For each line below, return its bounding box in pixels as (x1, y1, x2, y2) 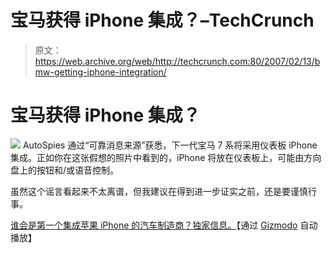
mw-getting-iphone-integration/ (34, 66, 167, 78)
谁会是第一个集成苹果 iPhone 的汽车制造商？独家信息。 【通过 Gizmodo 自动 (10, 219, 318, 231)
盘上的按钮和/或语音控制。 (10, 164, 120, 176)
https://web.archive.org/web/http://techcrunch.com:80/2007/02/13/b (34, 55, 321, 67)
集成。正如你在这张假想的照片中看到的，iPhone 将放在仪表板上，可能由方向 (10, 151, 322, 163)
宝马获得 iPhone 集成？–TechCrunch (10, 9, 315, 32)
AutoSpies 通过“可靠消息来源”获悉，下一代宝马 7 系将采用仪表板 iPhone (22, 139, 318, 151)
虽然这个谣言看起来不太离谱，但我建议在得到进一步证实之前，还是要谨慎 (10, 185, 308, 197)
